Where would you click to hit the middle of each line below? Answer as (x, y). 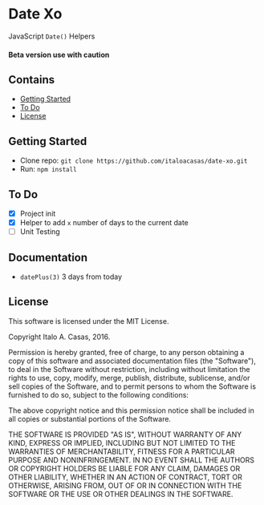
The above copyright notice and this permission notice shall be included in (131, 410)
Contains (31, 80)
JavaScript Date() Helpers (52, 36)
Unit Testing (40, 232)
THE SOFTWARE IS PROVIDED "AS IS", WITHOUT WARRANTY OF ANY (125, 434)
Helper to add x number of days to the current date (104, 223)
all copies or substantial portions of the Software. (89, 418)
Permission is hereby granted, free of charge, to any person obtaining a (126, 352)
